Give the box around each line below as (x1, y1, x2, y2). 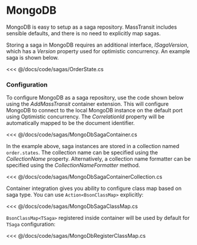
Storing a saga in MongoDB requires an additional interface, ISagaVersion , (6, 41, 189, 48)
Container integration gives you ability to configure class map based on (6, 185, 182, 192)
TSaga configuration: (6, 220, 56, 228)
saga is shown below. (6, 54, 59, 61)
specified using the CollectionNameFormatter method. (6, 162, 140, 169)
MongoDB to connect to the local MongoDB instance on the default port (6, 107, 183, 114)
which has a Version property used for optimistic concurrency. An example (6, 47, 190, 54)
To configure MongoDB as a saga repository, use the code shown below (6, 94, 184, 102)
